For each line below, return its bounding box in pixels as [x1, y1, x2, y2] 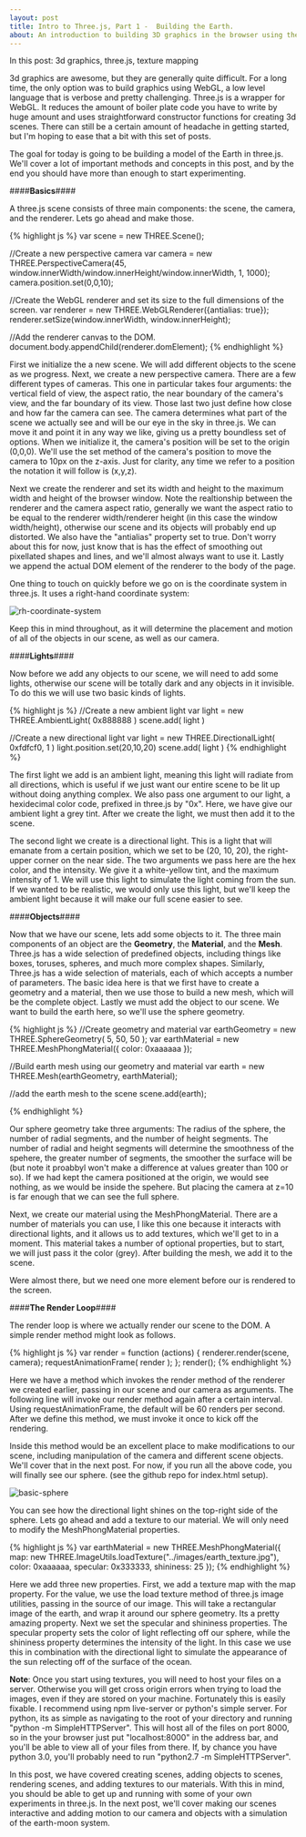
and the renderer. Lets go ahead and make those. [9, 213, 195, 224]
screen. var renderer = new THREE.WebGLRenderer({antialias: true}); [9, 304, 270, 315]
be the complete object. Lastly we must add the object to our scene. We [9, 996, 280, 1007]
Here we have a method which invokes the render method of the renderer [9, 1374, 285, 1385]
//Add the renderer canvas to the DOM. [9, 332, 157, 342]
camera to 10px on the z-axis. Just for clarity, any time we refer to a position [9, 456, 295, 467]
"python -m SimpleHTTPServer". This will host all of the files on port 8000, [9, 1722, 290, 1733]
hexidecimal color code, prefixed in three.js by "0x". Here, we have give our [9, 799, 293, 810]
